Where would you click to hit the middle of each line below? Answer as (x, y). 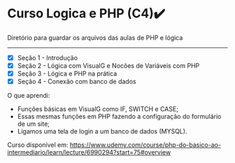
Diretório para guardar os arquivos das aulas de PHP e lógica (95, 37)
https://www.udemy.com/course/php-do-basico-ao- (145, 145)
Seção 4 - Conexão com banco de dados (77, 82)
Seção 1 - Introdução (48, 57)
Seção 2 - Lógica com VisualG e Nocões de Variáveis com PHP (108, 66)
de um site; (34, 124)
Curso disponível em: (38, 145)
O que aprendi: (29, 96)
